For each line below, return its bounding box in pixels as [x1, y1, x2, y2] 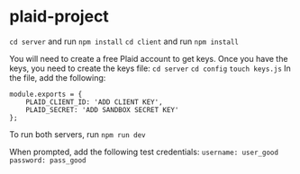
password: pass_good [9, 155, 87, 165]
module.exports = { [9, 90, 83, 99]
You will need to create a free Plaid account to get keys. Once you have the [9, 53, 288, 64]
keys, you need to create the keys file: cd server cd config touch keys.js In [9, 63, 291, 74]
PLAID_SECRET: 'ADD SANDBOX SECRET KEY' [25, 105, 179, 114]
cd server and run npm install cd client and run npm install [9, 36, 239, 47]
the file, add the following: [9, 72, 106, 83]
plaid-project [9, 6, 110, 27]
